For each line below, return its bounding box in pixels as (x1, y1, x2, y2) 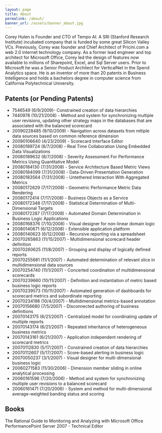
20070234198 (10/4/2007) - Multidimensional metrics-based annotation (12, 298, 156, 304)
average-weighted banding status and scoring (12, 391, 105, 397)
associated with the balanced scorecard (12, 123, 92, 129)
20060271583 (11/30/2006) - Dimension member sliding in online (12, 365, 142, 371)
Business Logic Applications (12, 216, 69, 221)
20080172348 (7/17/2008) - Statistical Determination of (12, 200, 123, 206)
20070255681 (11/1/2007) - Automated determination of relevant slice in (12, 257, 155, 263)
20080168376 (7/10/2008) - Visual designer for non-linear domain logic (12, 221, 155, 227)
